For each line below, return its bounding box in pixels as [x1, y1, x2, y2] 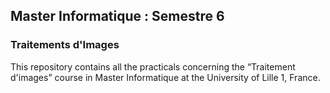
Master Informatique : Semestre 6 [10, 8, 225, 25]
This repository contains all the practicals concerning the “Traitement [10, 60, 296, 73]
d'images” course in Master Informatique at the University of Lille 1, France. [10, 71, 321, 83]
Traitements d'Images [10, 38, 120, 52]
